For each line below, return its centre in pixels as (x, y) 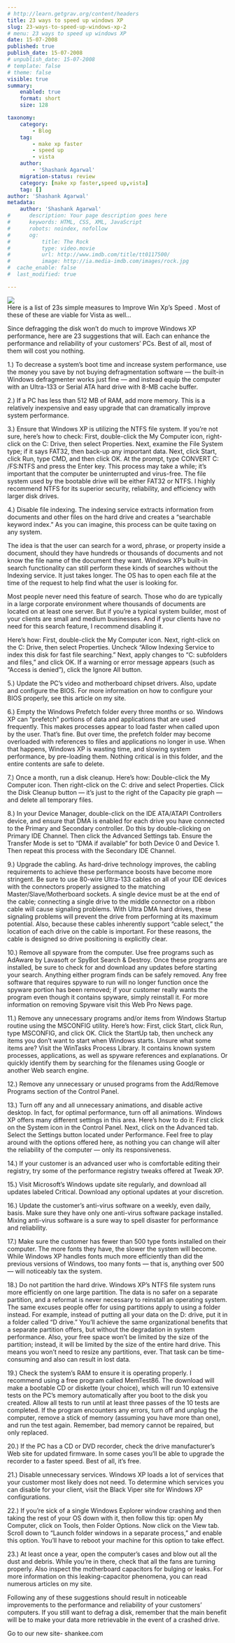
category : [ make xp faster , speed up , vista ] (84, 183)
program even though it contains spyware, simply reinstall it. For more (108, 997)
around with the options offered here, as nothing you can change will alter (114, 1142)
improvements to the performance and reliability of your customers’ (105, 1604)
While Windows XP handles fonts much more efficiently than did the (105, 1256)
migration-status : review (58, 176)
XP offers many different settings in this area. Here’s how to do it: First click (116, 1120)
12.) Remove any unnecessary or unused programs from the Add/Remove (113, 1084)
